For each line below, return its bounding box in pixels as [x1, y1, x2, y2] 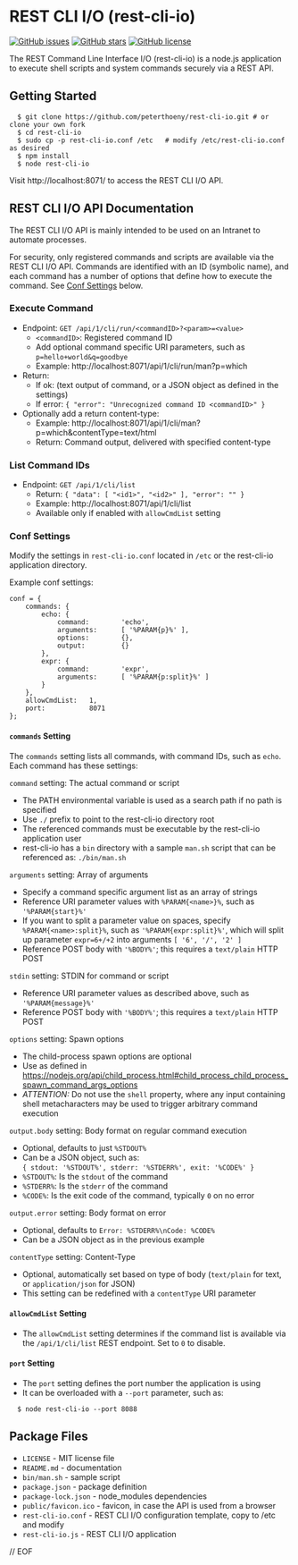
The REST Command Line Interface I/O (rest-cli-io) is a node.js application [9, 53, 283, 63]
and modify [21, 1518, 65, 1530]
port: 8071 [25, 704, 105, 713]
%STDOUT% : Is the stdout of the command [21, 1171, 169, 1181]
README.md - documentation [21, 1462, 122, 1473]
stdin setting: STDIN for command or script [9, 970, 170, 981]
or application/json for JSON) [21, 1278, 136, 1289]
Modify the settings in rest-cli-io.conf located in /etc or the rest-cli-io [9, 550, 274, 561]
